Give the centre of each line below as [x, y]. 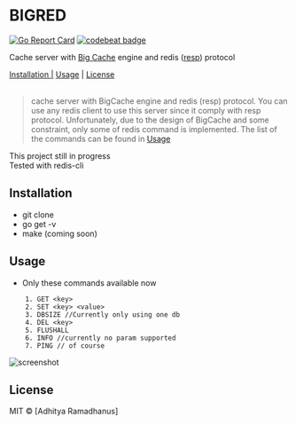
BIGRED [38, 16]
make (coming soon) [59, 233]
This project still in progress [60, 155]
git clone [38, 215]
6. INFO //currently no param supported [101, 338]
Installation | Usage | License [62, 74]
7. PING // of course [65, 346]
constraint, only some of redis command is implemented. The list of [154, 129]
